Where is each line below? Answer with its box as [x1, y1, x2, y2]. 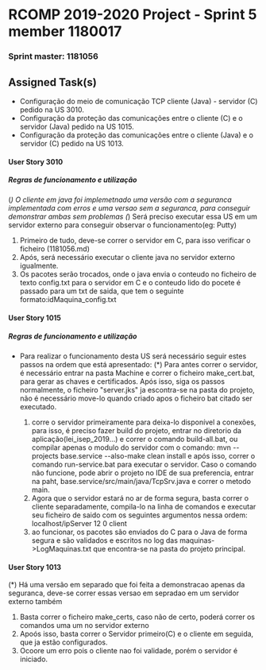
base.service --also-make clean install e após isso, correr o [60, 451, 256, 461]
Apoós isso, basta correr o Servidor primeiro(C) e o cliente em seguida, [19, 629, 254, 639]
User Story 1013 [8, 562, 62, 571]
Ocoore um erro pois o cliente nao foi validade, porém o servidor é [19, 646, 238, 656]
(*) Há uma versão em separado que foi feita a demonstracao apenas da [8, 580, 245, 590]
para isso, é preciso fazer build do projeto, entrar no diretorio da [31, 426, 242, 436]
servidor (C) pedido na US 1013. [19, 138, 125, 148]
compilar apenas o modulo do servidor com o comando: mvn [31, 443, 232, 452]
